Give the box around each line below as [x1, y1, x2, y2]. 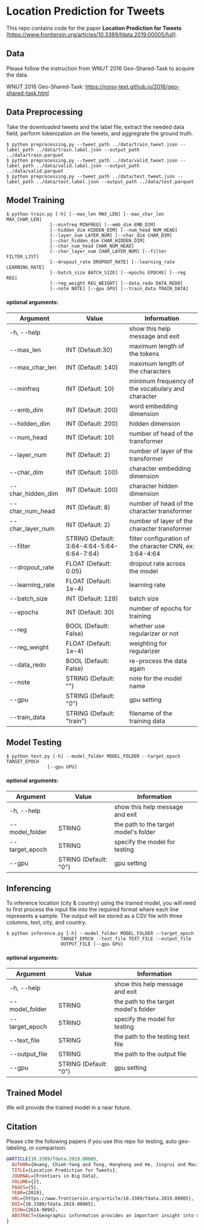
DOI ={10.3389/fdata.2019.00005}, [12, 1201, 97, 1207]
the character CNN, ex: [129, 541, 195, 550]
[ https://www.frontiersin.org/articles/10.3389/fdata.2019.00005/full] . [6, 30, 178, 38]
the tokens [129, 349, 160, 358]
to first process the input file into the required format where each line [6, 906, 179, 913]
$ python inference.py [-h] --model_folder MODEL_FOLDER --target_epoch [6, 931, 194, 937]
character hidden [129, 482, 178, 490]
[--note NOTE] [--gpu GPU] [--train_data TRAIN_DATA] [49, 286, 189, 292]
